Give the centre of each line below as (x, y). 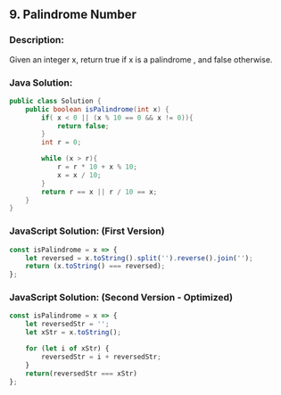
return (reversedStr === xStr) (82, 374)
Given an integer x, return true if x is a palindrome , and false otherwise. (141, 59)
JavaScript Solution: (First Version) (87, 231)
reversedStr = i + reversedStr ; (102, 357)
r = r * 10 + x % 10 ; (97, 167)
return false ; (83, 126)
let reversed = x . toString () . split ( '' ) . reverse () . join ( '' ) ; (139, 258)
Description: (37, 40)
